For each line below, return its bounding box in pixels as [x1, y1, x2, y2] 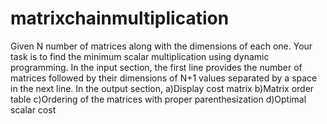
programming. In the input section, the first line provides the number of [10, 61, 303, 73]
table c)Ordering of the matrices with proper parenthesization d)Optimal [10, 93, 307, 105]
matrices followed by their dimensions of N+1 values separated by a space [10, 72, 318, 84]
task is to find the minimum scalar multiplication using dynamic [10, 50, 270, 62]
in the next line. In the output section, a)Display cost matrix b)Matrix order [10, 82, 315, 94]
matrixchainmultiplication [10, 7, 230, 30]
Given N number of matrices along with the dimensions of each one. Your [10, 40, 313, 52]
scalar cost [10, 103, 57, 116]
